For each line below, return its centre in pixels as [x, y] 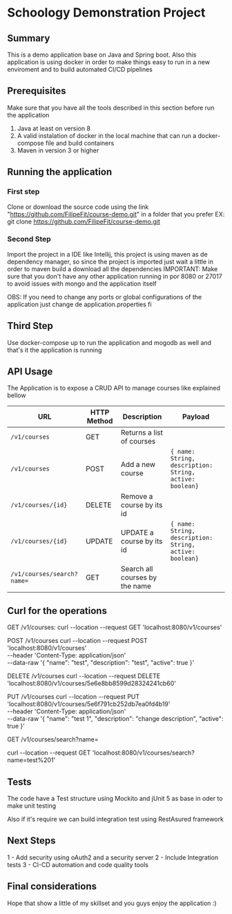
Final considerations [52, 887]
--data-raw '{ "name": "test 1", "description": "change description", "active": [115, 719]
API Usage [30, 371]
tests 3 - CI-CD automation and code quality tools [78, 864]
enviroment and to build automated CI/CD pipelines [80, 69]
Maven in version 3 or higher [58, 150]
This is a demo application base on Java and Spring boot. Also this [102, 54]
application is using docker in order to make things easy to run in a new [109, 62]
